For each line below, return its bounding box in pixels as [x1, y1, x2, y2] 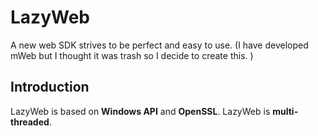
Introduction [10, 79, 90, 96]
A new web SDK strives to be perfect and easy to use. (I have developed [10, 39, 309, 51]
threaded [10, 116, 50, 128]
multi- [272, 105, 299, 117]
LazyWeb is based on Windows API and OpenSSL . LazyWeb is [10, 105, 271, 117]
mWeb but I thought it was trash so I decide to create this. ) [10, 49, 254, 61]
